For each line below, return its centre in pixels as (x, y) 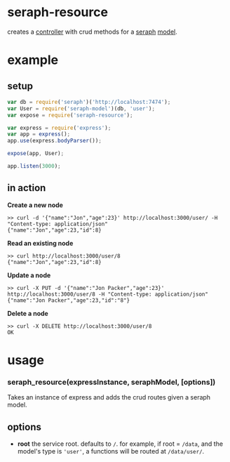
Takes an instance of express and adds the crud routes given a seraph (109, 397)
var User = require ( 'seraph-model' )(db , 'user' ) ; (81, 108)
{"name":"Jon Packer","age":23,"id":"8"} (69, 300)
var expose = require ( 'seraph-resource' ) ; (70, 115)
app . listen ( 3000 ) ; (34, 166)
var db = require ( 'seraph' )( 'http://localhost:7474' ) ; (89, 102)
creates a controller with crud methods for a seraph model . (92, 32)
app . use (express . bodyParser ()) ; (54, 141)
